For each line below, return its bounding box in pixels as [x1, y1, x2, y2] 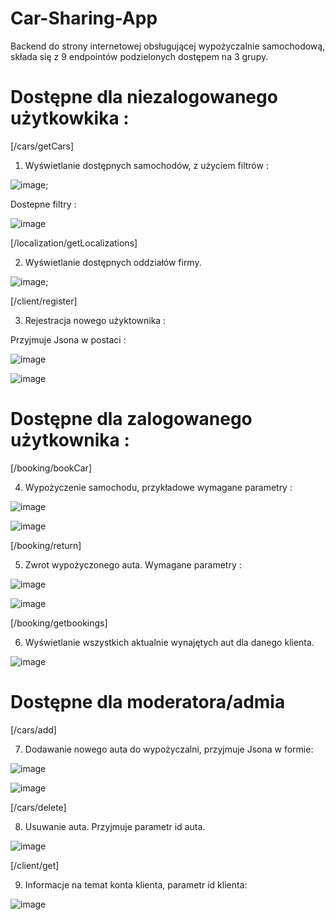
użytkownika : [10, 429, 130, 452]
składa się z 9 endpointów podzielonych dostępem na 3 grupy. [10, 50, 269, 62]
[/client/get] [10, 859, 60, 871]
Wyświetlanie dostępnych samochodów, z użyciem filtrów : [24, 159, 269, 171]
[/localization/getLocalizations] [10, 237, 138, 249]
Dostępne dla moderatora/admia [10, 691, 286, 713]
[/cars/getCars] [10, 140, 75, 152]
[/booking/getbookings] [10, 617, 108, 629]
